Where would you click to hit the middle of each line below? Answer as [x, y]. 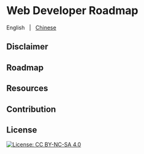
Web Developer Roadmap [72, 11]
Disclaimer [27, 47]
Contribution [31, 109]
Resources [27, 88]
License [22, 130]
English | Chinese [31, 28]
